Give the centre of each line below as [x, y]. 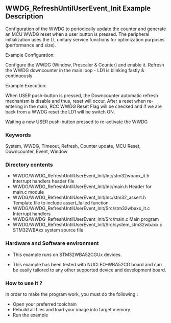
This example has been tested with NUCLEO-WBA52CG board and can [87, 264]
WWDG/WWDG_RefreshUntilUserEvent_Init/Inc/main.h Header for [82, 187]
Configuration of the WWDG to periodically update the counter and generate [86, 29]
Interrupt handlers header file [44, 181]
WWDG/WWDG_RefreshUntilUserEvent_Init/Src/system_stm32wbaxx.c [87, 225]
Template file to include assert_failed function [60, 203]
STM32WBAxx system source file [48, 230]
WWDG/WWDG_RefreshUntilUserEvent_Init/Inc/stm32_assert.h [79, 198]
